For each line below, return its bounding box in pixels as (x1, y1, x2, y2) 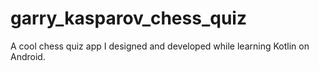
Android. (10, 50, 46, 62)
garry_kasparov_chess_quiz (10, 7, 247, 30)
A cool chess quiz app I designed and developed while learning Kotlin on (10, 40, 310, 52)
